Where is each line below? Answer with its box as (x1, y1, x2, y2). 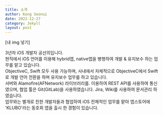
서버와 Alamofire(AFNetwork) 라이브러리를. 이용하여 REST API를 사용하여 (5, 80, 149, 86)
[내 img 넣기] (5, 40, 31, 46)
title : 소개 (5, 7, 28, 12)
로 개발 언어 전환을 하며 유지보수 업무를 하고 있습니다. (5, 74, 107, 80)
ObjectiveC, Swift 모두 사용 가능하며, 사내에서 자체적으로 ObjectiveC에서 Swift (5, 68, 159, 74)
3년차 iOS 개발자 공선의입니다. (5, 50, 64, 56)
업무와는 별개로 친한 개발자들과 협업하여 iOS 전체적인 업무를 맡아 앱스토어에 (5, 99, 150, 105)
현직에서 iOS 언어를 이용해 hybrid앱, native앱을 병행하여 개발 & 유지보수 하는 (5, 56, 153, 62)
